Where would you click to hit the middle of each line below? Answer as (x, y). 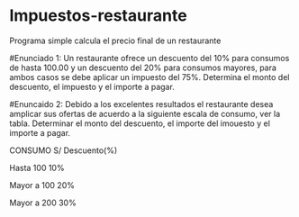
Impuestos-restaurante (98, 16)
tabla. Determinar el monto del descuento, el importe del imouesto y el (140, 123)
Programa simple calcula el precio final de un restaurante (115, 41)
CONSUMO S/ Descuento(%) (63, 150)
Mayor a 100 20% (42, 185)
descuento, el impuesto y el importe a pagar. (92, 86)
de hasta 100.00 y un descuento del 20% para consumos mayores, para (143, 68)
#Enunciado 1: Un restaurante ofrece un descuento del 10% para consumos (149, 58)
